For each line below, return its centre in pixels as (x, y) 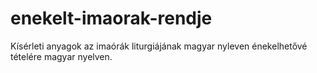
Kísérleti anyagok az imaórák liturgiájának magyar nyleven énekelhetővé (159, 46)
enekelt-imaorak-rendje (111, 18)
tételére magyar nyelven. (61, 56)
